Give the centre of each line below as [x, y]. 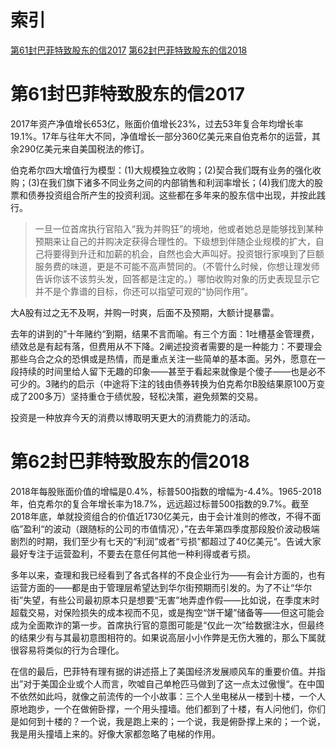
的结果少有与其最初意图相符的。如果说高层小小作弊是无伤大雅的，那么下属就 [168, 637]
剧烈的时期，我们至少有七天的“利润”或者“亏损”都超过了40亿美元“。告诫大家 [166, 541]
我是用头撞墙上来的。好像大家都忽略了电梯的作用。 [115, 733]
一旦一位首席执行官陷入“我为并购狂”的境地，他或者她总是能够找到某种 [179, 228]
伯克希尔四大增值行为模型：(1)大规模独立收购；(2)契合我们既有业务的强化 [161, 170]
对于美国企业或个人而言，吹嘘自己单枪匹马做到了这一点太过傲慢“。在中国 [174, 683]
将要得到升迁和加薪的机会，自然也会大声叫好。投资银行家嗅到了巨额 [184, 253]
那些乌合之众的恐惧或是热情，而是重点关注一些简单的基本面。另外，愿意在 [163, 358]
